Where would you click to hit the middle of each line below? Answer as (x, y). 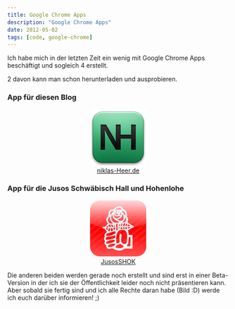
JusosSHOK (118, 261)
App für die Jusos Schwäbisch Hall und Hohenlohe (96, 189)
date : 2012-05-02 (33, 30)
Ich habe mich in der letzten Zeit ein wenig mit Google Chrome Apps (106, 58)
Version (18, 282)
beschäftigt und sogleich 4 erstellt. (58, 65)
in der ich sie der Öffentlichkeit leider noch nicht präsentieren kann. (128, 282)
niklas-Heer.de (118, 170)
